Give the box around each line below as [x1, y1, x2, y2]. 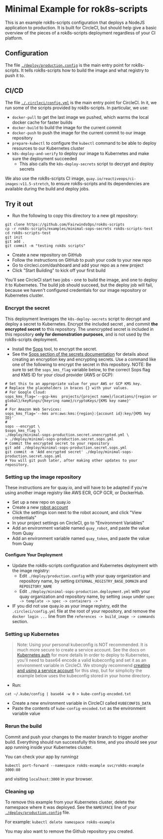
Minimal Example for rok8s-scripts [5, 3, 148, 15]
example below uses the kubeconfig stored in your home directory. [16, 673, 151, 679]
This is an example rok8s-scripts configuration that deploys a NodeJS [5, 19, 145, 25]
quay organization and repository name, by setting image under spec [19, 593, 155, 600]
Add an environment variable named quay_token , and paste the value [12, 535, 149, 541]
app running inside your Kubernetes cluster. [5, 744, 93, 750]
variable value [12, 710, 40, 717]
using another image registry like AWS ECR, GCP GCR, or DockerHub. [5, 490, 145, 496]
